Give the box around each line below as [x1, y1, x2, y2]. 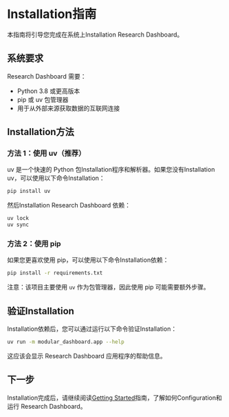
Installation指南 [7, 6, 97, 22]
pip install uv [7, 187, 51, 195]
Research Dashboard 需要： [7, 72, 87, 80]
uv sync [7, 221, 30, 228]
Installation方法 [7, 126, 74, 138]
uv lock [7, 215, 30, 222]
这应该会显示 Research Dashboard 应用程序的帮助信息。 [7, 352, 166, 360]
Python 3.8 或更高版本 [17, 87, 80, 95]
